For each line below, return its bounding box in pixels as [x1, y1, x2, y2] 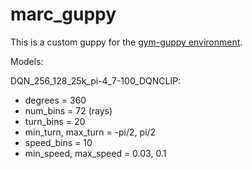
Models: [10, 55, 44, 67]
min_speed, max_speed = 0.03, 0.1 [24, 147, 167, 159]
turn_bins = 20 [24, 115, 86, 127]
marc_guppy [10, 3, 117, 26]
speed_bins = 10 [24, 136, 93, 148]
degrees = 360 [24, 94, 87, 106]
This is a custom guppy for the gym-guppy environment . [10, 36, 243, 48]
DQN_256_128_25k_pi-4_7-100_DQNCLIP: [10, 74, 182, 87]
